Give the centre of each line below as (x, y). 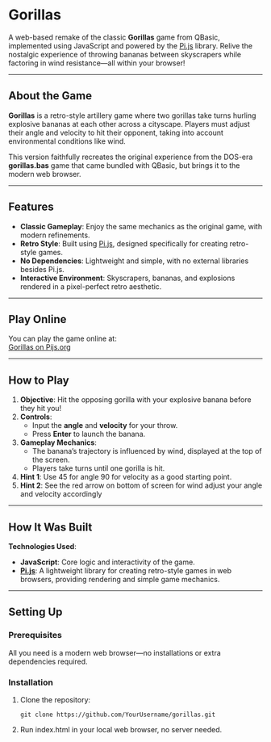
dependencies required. (48, 661)
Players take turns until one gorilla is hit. (98, 468)
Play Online (38, 319)
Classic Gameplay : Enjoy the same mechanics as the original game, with (141, 226)
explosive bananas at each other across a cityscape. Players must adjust (129, 124)
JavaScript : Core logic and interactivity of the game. (107, 562)
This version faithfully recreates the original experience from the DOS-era (131, 157)
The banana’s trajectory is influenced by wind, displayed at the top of (147, 451)
